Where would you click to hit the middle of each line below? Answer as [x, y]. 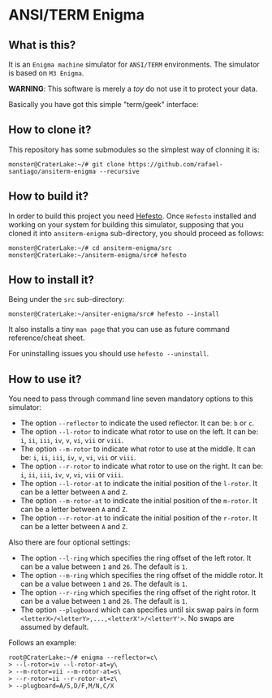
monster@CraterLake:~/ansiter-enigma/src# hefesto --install [114, 314]
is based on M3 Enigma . [46, 73]
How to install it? [52, 280]
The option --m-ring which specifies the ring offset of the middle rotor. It [142, 575]
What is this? [42, 45]
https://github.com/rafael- [176, 164]
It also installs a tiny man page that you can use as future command [119, 330]
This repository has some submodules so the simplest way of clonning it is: [134, 149]
